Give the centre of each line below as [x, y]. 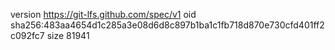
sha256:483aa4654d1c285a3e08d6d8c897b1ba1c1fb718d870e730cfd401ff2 [167, 25]
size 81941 [68, 35]
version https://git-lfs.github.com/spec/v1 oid [103, 14]
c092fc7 [27, 35]
